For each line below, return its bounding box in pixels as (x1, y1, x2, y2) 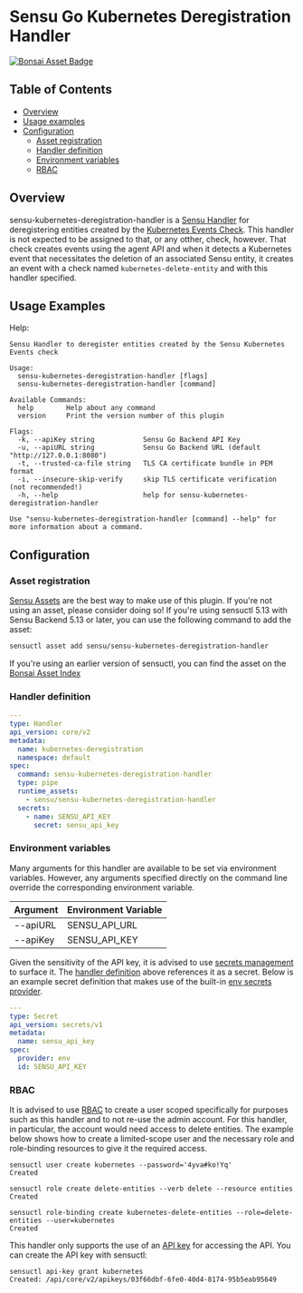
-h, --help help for (17, 491, 176, 500)
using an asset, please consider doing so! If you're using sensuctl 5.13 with (9, 605, 288, 616)
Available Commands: (9, 396, 88, 405)
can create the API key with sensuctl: (9, 1249, 147, 1260)
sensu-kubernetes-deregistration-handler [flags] (17, 372, 208, 381)
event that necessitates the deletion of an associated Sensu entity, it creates (9, 252, 294, 264)
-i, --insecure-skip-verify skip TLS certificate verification (17, 475, 278, 485)
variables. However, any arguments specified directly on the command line (9, 872, 288, 883)
